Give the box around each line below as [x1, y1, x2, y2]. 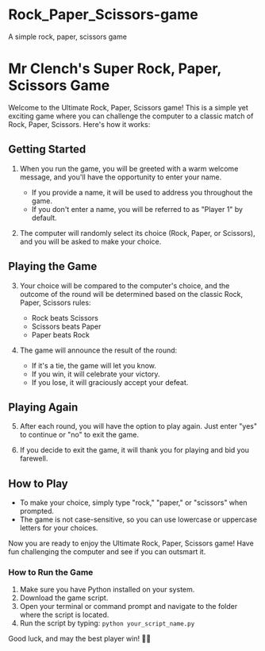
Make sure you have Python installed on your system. [19, 585, 195, 595]
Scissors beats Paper [31, 322, 102, 331]
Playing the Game [8, 260, 98, 273]
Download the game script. [19, 593, 109, 603]
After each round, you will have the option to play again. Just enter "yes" [19, 422, 258, 431]
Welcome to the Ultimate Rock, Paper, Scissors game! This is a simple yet [8, 102, 248, 112]
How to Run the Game [8, 567, 94, 578]
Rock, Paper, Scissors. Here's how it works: [8, 119, 151, 129]
